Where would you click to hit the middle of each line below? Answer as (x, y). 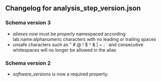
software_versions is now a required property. (60, 74)
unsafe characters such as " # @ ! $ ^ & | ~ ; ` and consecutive (78, 45)
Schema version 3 (28, 23)
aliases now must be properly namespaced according (69, 34)
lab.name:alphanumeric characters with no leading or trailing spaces (84, 39)
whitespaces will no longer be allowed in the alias (64, 50)
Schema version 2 (28, 63)
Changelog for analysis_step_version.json (73, 8)
